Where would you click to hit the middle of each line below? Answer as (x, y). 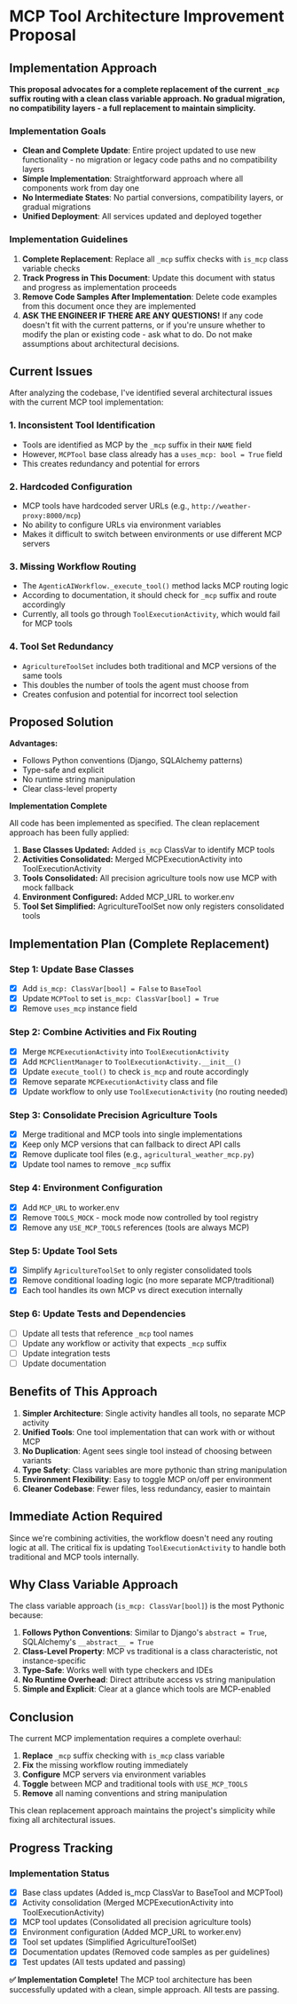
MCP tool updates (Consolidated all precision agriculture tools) (137, 1922)
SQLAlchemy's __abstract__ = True (88, 1642)
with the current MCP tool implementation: (86, 402)
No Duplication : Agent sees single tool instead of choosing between (147, 1451)
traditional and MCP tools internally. (74, 1557)
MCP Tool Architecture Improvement (147, 16)
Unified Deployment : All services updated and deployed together (142, 217)
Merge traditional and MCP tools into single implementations (132, 1134)
